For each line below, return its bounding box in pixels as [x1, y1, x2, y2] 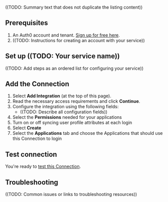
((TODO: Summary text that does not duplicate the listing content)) [5, 5, 143, 10]
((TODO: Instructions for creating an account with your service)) [12, 37, 145, 43]
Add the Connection [5, 80, 69, 88]
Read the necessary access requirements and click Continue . [12, 98, 140, 104]
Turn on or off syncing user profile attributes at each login [12, 120, 132, 126]
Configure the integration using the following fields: [12, 104, 119, 110]
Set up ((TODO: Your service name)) [5, 52, 120, 61]
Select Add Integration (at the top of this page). [12, 93, 111, 99]
